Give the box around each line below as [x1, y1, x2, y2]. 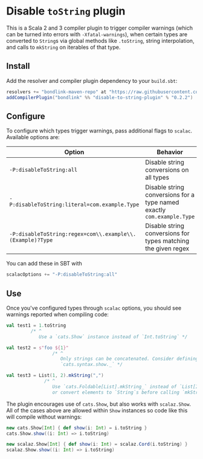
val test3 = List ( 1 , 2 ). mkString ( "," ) [6, 373, 104, 379]
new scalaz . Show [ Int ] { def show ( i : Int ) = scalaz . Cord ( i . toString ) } [6, 441, 188, 448]
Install [6, 61, 30, 71]
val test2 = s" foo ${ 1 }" [6, 345, 69, 351]
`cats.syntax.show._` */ [60, 362, 123, 368]
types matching [144, 237, 189, 246]
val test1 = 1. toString [6, 322, 66, 328]
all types [144, 174, 169, 182]
